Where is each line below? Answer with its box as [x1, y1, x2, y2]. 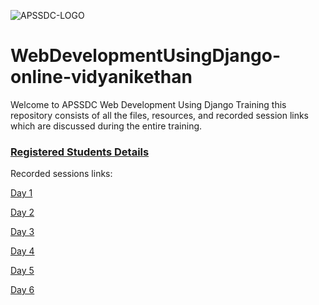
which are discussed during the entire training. [10, 120, 203, 132]
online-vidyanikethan [10, 66, 193, 89]
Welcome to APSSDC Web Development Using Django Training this [10, 98, 287, 110]
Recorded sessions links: [10, 168, 113, 180]
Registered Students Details [10, 145, 150, 159]
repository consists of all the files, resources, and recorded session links [10, 109, 310, 121]
